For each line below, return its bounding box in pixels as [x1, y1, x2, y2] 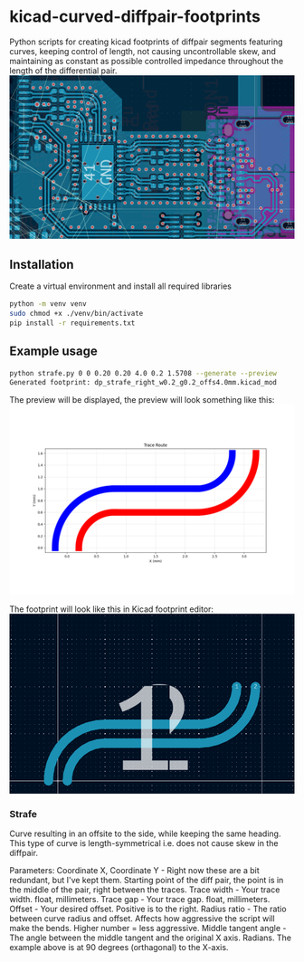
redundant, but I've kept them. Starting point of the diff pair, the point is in [9, 875, 284, 885]
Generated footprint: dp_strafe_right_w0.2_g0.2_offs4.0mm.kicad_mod [9, 378, 278, 387]
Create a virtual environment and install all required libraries [9, 281, 233, 291]
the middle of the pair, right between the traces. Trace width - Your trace [9, 884, 280, 895]
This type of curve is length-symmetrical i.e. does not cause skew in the [9, 838, 279, 848]
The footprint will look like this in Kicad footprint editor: [9, 604, 214, 614]
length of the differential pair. [9, 65, 118, 76]
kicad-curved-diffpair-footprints [9, 6, 261, 27]
